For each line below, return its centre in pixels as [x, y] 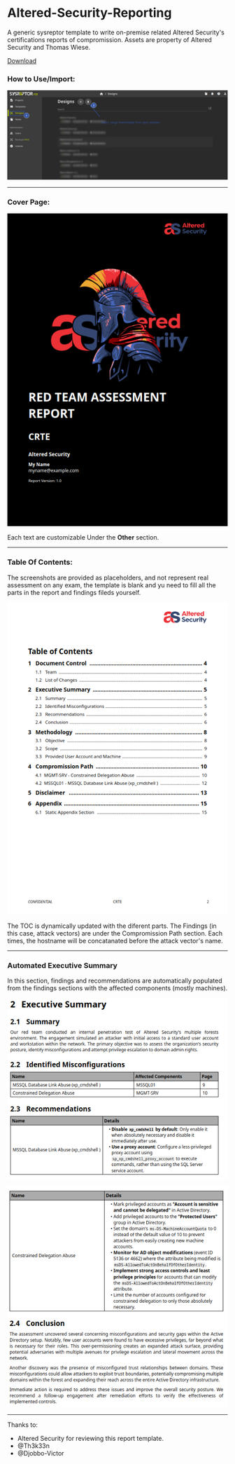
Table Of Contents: [40, 562]
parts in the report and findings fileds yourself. [74, 592]
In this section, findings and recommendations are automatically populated [115, 981]
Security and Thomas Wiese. [49, 47]
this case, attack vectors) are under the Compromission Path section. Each [115, 933]
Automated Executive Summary [62, 965]
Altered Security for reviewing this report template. [91, 1438]
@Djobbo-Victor [41, 1453]
